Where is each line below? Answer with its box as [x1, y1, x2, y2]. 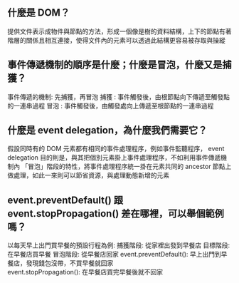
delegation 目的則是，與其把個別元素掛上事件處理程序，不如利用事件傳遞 [7, 153, 221, 162]
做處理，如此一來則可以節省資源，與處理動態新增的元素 [7, 171, 169, 180]
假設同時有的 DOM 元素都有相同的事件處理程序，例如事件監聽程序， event [7, 145, 225, 153]
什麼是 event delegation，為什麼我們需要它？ [7, 124, 208, 137]
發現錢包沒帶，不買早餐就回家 [26, 259, 114, 267]
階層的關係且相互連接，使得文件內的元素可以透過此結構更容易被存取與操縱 [7, 36, 225, 44]
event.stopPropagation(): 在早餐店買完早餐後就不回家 [7, 268, 164, 277]
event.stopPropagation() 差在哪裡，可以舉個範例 [7, 207, 224, 220]
